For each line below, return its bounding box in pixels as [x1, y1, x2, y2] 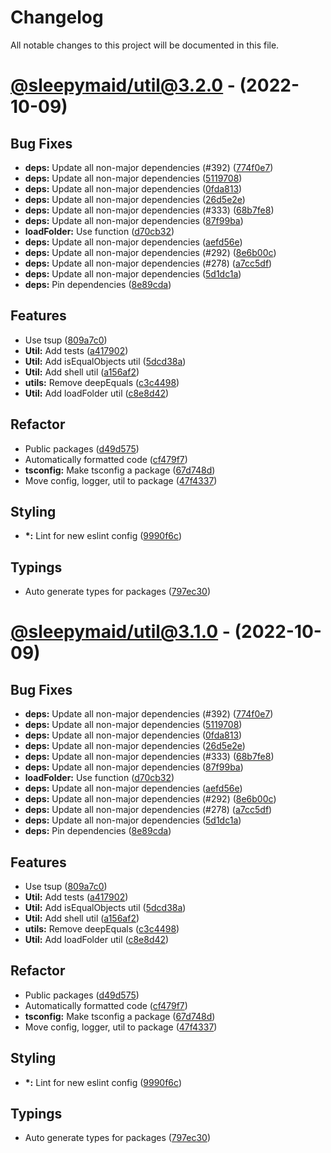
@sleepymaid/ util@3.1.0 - [10, 621, 231, 643]
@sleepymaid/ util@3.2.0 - [10, 74, 236, 97]
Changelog [10, 6, 104, 29]
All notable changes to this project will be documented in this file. [10, 39, 280, 51]
